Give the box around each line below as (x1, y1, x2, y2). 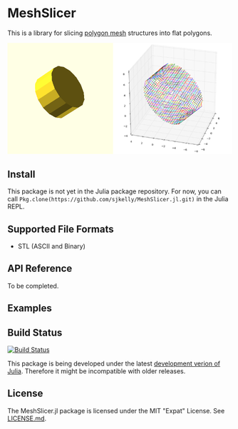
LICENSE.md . (7, 414, 47, 423)
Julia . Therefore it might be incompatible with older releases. (7, 367, 186, 375)
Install (7, 168, 36, 180)
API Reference (7, 263, 73, 275)
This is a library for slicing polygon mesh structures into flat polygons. (7, 29, 212, 37)
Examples (7, 302, 52, 315)
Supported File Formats (7, 223, 114, 235)
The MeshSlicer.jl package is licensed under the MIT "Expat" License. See (7, 406, 225, 415)
